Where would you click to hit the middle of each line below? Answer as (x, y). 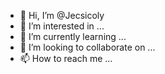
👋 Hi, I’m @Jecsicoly (62, 15)
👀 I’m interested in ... (62, 26)
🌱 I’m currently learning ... (73, 36)
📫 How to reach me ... (66, 58)
